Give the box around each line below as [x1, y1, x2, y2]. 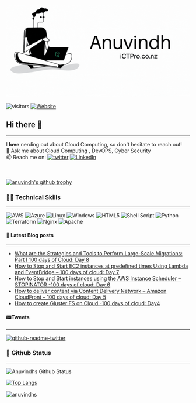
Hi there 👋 [6, 119, 43, 130]
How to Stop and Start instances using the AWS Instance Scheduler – [14, 275, 181, 282]
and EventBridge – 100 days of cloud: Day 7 [14, 269, 120, 276]
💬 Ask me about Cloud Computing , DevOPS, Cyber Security [6, 147, 151, 154]
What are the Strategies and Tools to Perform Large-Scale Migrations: [14, 250, 183, 257]
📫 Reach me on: [6, 153, 47, 160]
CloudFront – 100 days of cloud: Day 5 [14, 293, 107, 300]
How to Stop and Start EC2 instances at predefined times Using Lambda [14, 262, 188, 269]
